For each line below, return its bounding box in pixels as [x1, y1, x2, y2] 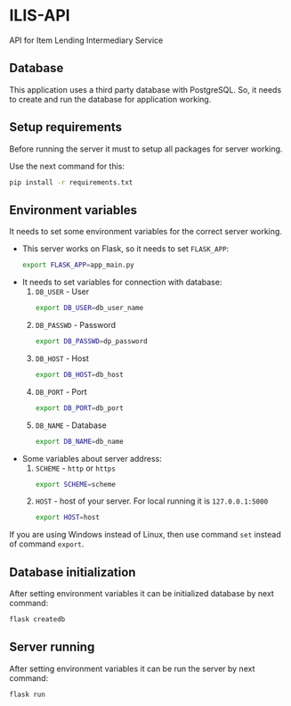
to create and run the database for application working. [9, 94, 212, 104]
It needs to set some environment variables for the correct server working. [9, 226, 283, 237]
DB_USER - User [35, 286, 90, 297]
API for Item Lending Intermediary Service [9, 35, 164, 45]
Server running [9, 639, 95, 655]
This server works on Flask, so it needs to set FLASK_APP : [21, 243, 230, 254]
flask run [9, 690, 46, 699]
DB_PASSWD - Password [35, 320, 117, 330]
